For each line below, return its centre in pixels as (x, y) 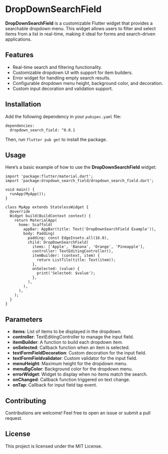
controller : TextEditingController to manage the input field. (73, 337)
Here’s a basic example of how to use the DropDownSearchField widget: (81, 167)
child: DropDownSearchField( (58, 242)
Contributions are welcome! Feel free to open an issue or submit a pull (78, 413)
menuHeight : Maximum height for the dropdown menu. (70, 364)
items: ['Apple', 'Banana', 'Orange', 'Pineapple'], (88, 247)
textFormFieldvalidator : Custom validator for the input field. (75, 358)
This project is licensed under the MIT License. (54, 446)
